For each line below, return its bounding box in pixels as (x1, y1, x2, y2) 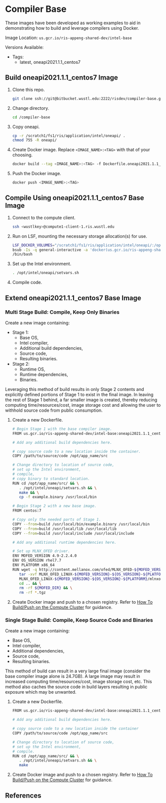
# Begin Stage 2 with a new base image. (12, 504, 97, 509)
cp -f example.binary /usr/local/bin (19, 495, 97, 500)
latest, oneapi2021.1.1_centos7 (19, 59, 81, 65)
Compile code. (12, 280, 42, 285)
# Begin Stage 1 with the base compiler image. (12, 426, 112, 431)
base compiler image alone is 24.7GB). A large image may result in (5, 673, 140, 679)
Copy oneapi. (12, 124, 40, 130)
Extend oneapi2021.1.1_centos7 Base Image (5, 293, 142, 302)
